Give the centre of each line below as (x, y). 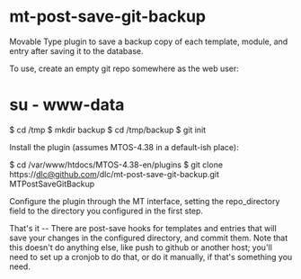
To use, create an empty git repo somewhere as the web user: (124, 68)
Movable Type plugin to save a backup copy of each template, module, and (149, 41)
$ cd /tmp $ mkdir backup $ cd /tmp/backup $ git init (108, 130)
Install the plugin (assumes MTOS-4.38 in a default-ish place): (124, 147)
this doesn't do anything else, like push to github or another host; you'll (141, 247)
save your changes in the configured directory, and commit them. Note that (149, 238)
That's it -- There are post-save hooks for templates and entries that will (143, 228)
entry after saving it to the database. (76, 50)
